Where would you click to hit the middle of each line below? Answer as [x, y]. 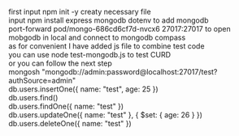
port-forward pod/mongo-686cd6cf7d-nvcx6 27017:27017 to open [119, 29]
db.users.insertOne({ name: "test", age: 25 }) [83, 89]
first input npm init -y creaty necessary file [80, 12]
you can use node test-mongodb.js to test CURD [90, 55]
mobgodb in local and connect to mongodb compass [97, 37]
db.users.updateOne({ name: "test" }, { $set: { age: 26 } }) [106, 115]
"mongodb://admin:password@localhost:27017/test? [130, 72]
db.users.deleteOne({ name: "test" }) [70, 123]
